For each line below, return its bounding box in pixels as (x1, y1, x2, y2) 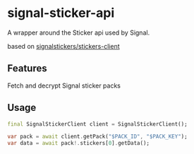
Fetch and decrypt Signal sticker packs (7, 81, 121, 90)
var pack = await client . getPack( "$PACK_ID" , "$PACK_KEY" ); (7, 133, 188, 141)
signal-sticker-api (7, 5, 115, 21)
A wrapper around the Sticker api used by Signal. (7, 28, 150, 37)
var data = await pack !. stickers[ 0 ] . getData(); (7, 140, 150, 147)
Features (7, 62, 47, 75)
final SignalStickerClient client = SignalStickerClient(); (7, 120, 188, 128)
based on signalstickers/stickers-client (7, 42, 120, 50)
